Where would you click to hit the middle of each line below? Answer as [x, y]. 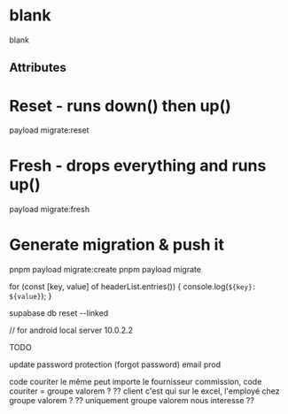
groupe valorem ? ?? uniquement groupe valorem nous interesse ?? [132, 401]
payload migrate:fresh [50, 210]
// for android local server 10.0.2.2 [71, 330]
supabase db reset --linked [59, 313]
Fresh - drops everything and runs [138, 166]
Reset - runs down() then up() [121, 106]
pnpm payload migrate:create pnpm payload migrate [105, 270]
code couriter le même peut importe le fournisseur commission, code [136, 382]
